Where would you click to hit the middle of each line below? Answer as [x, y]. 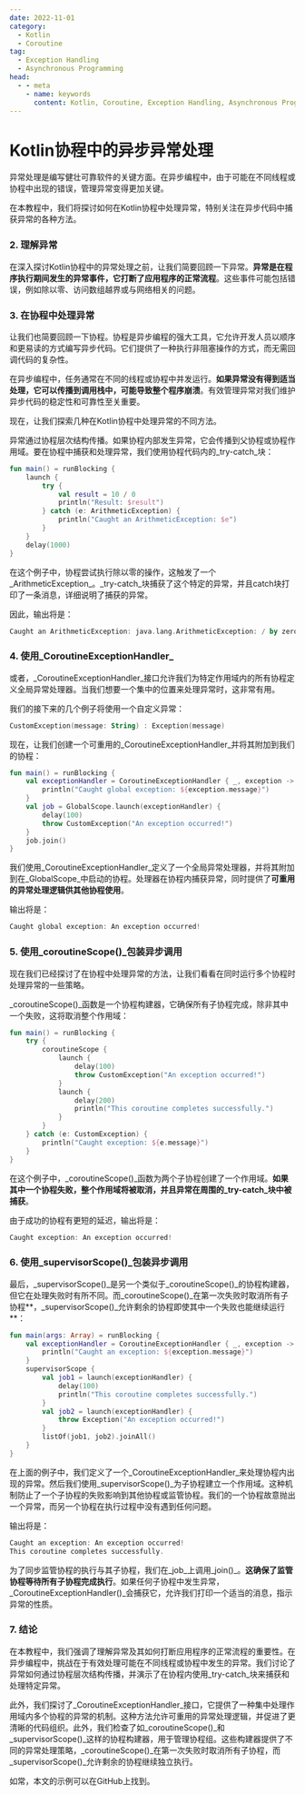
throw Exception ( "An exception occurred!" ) [141, 1420]
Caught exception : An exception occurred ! [91, 1237]
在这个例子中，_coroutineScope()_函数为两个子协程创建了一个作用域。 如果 [149, 1178]
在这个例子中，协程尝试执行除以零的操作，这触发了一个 [113, 572]
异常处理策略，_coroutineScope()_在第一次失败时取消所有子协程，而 [153, 1750]
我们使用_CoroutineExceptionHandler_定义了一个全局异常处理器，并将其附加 [152, 867]
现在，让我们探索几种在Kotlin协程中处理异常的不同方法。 [115, 420]
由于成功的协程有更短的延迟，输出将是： [85, 1220]
